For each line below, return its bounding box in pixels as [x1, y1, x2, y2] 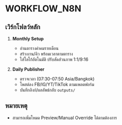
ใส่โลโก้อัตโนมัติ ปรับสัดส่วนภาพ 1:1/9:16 [19, 56, 88, 62]
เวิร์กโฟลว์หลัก [5, 23, 41, 31]
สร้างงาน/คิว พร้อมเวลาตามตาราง [19, 51, 73, 57]
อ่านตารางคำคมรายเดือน [19, 45, 59, 51]
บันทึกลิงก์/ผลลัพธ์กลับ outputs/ [19, 87, 75, 93]
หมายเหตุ [5, 102, 28, 110]
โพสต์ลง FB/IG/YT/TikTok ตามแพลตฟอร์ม [19, 82, 94, 87]
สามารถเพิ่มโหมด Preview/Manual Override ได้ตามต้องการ [12, 115, 118, 121]
